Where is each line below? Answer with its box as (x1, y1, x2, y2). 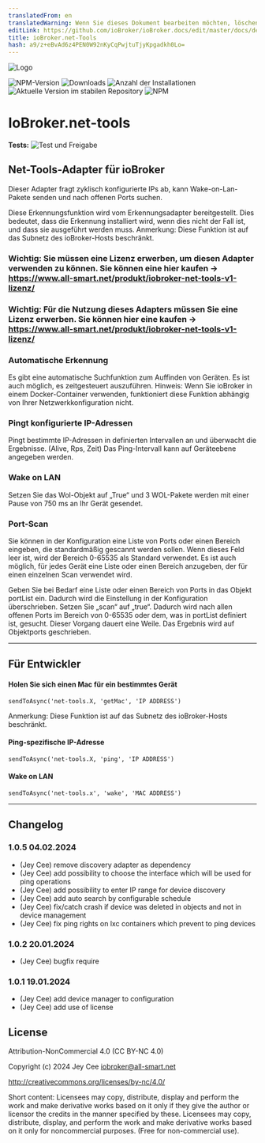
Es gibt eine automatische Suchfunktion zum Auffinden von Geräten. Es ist (8, 373, 250, 382)
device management (19, 910, 87, 920)
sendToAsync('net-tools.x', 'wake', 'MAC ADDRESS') (8, 789, 181, 797)
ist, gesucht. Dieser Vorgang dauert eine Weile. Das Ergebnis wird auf (8, 619, 235, 628)
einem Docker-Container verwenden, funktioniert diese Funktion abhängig (8, 389, 250, 399)
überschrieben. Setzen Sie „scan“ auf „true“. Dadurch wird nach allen (8, 602, 233, 611)
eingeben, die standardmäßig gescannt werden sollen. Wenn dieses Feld (8, 544, 244, 554)
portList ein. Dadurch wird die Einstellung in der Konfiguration (8, 593, 208, 603)
